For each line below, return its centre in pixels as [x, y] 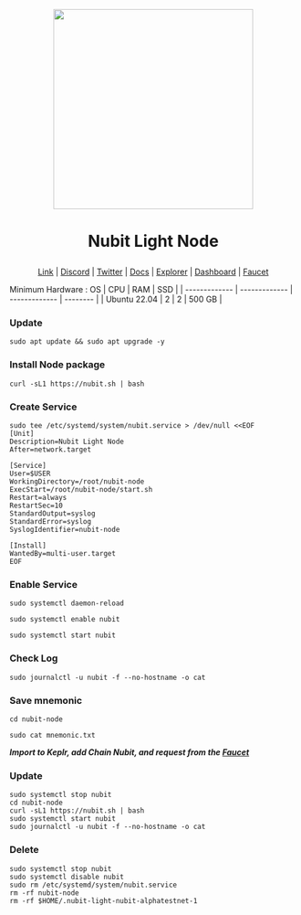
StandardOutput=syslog [52, 514]
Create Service [43, 407]
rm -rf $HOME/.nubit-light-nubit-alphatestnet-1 [104, 900]
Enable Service [43, 585]
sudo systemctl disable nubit [67, 877]
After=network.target [51, 450]
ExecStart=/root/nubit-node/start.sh [81, 490]
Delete [24, 850]
